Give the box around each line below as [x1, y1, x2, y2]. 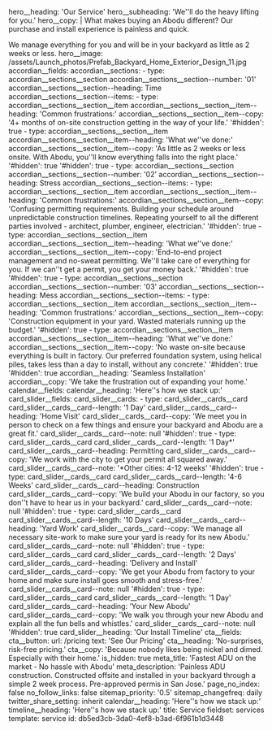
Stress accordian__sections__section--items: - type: [39, 178, 213, 188]
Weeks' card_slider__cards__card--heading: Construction [8, 480, 201, 490]
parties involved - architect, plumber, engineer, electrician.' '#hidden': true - [8, 221, 262, 231]
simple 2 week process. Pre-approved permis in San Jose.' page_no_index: [8, 679, 260, 689]
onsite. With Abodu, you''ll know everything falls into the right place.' [8, 152, 239, 162]
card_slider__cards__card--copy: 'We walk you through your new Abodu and [8, 610, 264, 619]
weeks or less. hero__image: [8, 49, 103, 58]
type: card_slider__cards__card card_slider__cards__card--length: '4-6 [8, 471, 242, 481]
